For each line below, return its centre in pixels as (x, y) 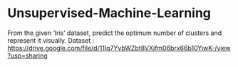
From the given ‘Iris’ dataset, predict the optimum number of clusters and (115, 33)
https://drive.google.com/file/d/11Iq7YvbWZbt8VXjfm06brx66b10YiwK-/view (119, 48)
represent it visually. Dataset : (51, 40)
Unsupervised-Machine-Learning (109, 13)
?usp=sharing (27, 56)
